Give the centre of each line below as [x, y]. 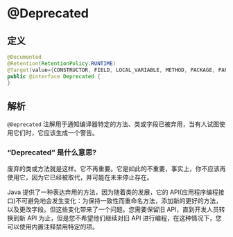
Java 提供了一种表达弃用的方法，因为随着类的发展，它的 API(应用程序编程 [113, 192]
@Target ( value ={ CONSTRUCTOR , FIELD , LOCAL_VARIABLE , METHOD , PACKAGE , [111, 70]
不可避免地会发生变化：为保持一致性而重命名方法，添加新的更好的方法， [119, 201]
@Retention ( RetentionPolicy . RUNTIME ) [62, 63]
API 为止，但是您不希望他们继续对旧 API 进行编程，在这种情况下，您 [124, 218]
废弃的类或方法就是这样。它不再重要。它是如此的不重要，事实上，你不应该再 [116, 169]
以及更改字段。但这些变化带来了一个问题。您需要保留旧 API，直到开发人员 [113, 209]
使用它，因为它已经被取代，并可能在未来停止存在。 [80, 177]
